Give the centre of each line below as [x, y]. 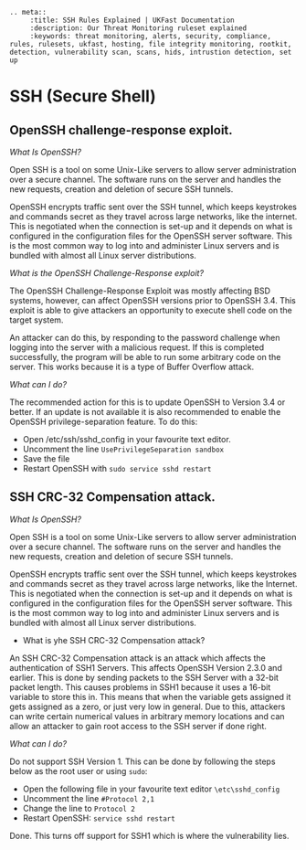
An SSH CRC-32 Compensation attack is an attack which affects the [138, 658]
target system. [37, 320]
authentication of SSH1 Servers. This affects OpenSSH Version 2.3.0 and [146, 667]
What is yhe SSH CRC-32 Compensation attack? [114, 640]
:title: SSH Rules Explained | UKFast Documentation [132, 20]
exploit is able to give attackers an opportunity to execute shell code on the [151, 310]
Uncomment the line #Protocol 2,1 [89, 798]
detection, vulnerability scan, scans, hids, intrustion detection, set [151, 52]
